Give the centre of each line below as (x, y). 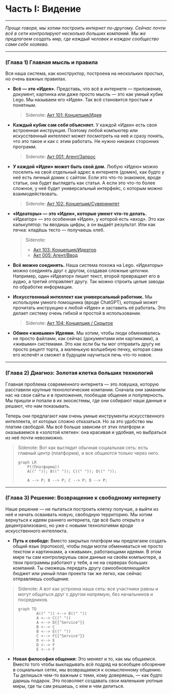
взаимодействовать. (35, 194)
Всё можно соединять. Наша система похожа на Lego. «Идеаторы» (88, 265)
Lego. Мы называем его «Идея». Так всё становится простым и (82, 100)
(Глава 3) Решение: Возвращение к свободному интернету (83, 498)
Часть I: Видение (43, 9)
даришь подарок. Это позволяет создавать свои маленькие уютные (88, 680)
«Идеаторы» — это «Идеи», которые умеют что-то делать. (80, 214)
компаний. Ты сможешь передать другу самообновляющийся (81, 568)
